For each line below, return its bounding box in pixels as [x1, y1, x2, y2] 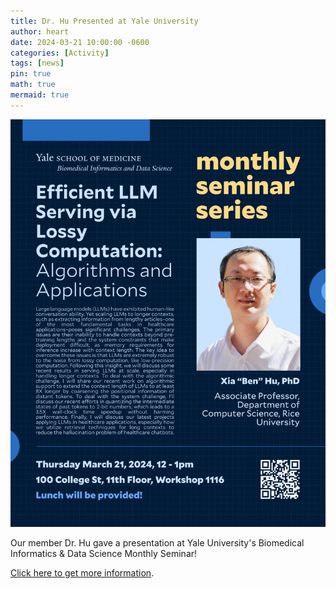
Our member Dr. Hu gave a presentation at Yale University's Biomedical [10, 537, 305, 549]
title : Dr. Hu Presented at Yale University [10, 16, 199, 26]
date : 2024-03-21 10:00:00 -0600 [10, 37, 150, 47]
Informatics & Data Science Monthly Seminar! [10, 548, 198, 560]
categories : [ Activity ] [10, 48, 110, 58]
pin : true [10, 69, 52, 79]
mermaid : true [10, 90, 70, 100]
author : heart [10, 26, 70, 37]
